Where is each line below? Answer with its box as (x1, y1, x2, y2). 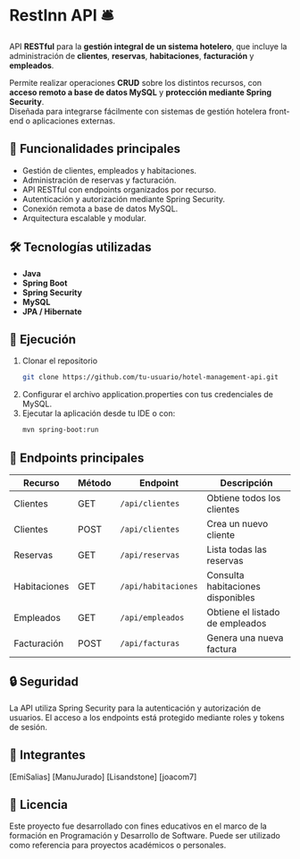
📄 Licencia (9, 796, 69, 812)
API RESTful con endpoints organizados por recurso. (21, 183, 217, 195)
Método (77, 476, 112, 489)
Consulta (206, 568, 245, 581)
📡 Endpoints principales (9, 450, 145, 465)
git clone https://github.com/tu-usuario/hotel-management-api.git (21, 373, 279, 382)
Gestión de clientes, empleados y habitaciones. (21, 165, 197, 175)
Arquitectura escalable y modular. (21, 212, 147, 223)
